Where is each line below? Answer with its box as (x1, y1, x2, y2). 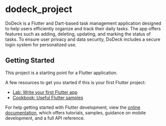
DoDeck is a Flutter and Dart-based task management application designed (5, 20, 161, 26)
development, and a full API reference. (5, 115, 85, 121)
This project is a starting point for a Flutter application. (5, 70, 118, 76)
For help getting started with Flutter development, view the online (5, 104, 141, 110)
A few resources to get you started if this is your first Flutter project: (5, 79, 146, 85)
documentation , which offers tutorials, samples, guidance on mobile (5, 109, 146, 115)
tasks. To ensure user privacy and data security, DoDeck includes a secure (5, 36, 160, 42)
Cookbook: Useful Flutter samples (12, 94, 84, 100)
